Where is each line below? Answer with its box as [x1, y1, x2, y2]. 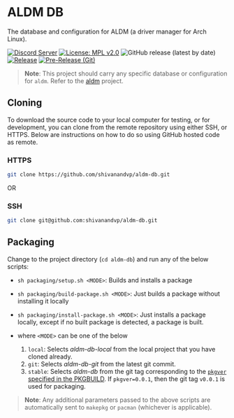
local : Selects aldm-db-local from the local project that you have [27, 345, 216, 353]
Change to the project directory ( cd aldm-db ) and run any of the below [7, 254, 209, 263]
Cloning [7, 97, 43, 109]
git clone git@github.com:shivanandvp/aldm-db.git [7, 217, 158, 224]
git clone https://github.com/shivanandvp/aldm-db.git [7, 171, 170, 178]
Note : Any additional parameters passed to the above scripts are [24, 396, 211, 404]
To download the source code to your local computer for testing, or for [7, 115, 211, 124]
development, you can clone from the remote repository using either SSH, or [7, 123, 228, 131]
